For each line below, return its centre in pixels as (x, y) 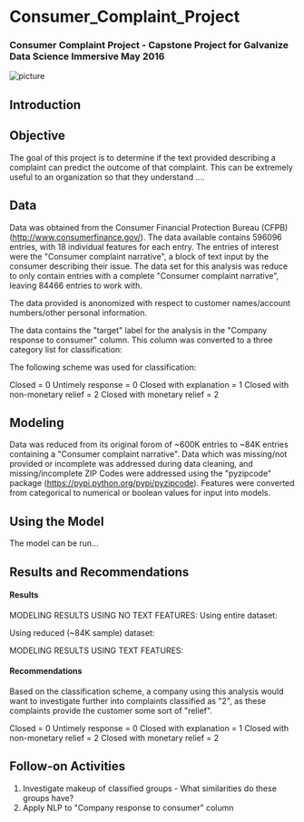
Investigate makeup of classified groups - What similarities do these (149, 788)
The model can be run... (54, 543)
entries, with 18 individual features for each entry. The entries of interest (144, 246)
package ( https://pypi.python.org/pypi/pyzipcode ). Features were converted (152, 483)
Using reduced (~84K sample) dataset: (82, 632)
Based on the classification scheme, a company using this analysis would (147, 691)
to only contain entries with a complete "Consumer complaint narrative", (144, 275)
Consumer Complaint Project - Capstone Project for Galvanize (149, 45)
